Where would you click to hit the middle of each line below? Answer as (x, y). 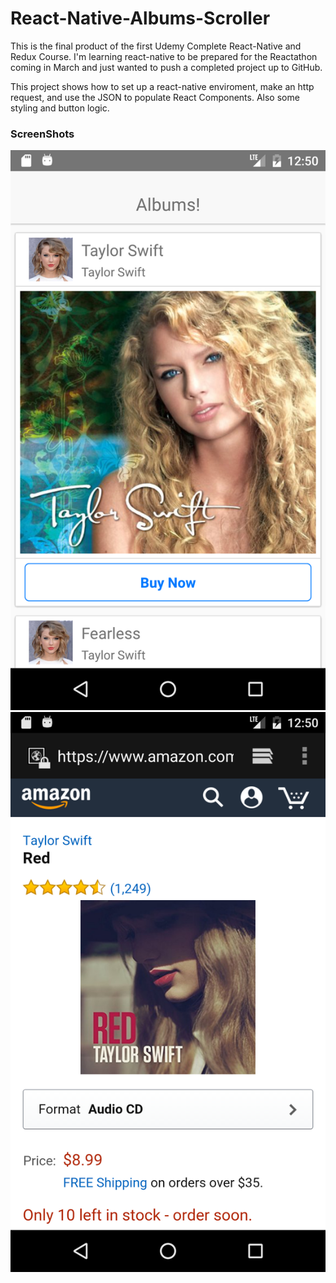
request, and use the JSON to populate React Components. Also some (155, 97)
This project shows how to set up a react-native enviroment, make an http (162, 86)
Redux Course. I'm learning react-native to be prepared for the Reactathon (164, 56)
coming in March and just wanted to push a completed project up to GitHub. (166, 67)
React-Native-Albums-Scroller (140, 18)
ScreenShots (42, 134)
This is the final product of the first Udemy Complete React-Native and (156, 46)
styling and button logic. (60, 108)
